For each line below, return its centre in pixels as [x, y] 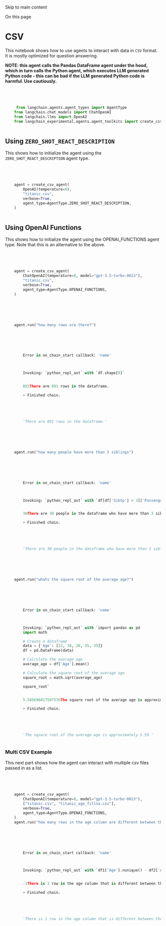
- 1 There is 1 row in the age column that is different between [89, 884]
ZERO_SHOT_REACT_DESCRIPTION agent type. [47, 159]
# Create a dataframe [45, 641]
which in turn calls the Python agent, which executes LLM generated [77, 70]
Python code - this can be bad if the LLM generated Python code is [75, 76]
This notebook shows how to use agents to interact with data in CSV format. [82, 50]
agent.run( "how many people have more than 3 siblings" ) [74, 452]
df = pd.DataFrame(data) [48, 651]
